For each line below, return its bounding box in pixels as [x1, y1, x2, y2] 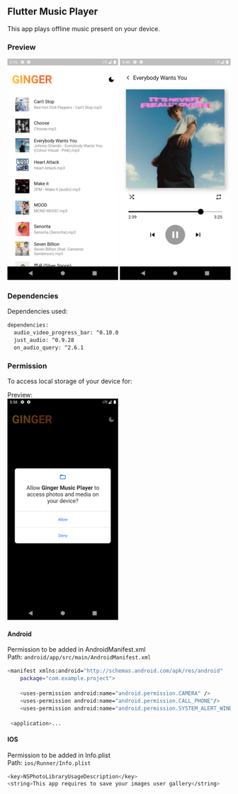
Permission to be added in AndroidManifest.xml [7, 645, 146, 654]
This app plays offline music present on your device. [7, 24, 161, 33]
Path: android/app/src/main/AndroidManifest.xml [7, 653, 151, 662]
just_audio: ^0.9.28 [13, 336, 74, 344]
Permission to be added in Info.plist [7, 751, 111, 759]
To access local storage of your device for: [7, 377, 132, 385]
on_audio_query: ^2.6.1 [13, 344, 84, 351]
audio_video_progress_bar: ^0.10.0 [13, 329, 119, 336]
